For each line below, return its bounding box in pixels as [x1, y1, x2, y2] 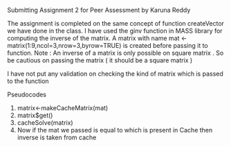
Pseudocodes [7, 90, 47, 98]
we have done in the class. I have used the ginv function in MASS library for [7, 27, 223, 35]
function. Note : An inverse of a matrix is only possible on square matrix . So [7, 49, 224, 57]
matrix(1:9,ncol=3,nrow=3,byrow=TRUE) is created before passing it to [7, 42, 209, 49]
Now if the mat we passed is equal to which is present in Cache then [17, 126, 213, 134]
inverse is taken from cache [17, 133, 97, 141]
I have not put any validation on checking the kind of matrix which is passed [7, 69, 223, 78]
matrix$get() [17, 111, 53, 119]
